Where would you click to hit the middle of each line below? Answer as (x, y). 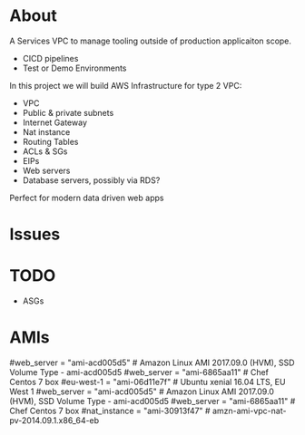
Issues (35, 234)
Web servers (46, 170)
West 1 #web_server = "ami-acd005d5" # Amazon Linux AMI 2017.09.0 (142, 391)
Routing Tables (50, 141)
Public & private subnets (68, 112)
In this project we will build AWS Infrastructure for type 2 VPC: (126, 85)
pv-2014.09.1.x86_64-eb (54, 420)
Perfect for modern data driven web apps (87, 198)
